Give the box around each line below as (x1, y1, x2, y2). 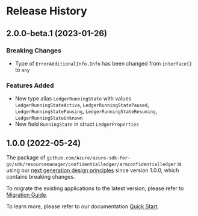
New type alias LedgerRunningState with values (14, 95, 132, 102)
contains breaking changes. (6, 173, 75, 180)
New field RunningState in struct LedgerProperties (14, 120, 140, 128)
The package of (6, 153, 46, 161)
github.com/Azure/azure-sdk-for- (46, 155, 131, 161)
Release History (6, 4, 87, 18)
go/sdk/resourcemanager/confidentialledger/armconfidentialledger (6, 161, 176, 167)
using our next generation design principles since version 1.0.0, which (6, 167, 179, 174)
